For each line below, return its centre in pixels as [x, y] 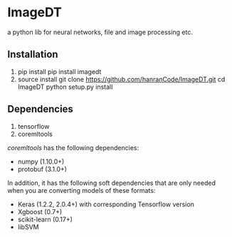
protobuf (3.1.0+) [42, 169]
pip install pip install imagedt [59, 71]
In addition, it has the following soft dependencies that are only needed [111, 183]
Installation [33, 54]
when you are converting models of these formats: [81, 190]
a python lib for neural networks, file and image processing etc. [100, 32]
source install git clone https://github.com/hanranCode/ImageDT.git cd [121, 79]
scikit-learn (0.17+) [45, 219]
